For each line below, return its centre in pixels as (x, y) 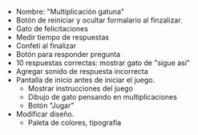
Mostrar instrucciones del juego (81, 88)
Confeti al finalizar (46, 46)
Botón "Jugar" (51, 105)
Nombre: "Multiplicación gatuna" (70, 12)
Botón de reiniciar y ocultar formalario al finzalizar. (99, 20)
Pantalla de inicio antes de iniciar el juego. (85, 80)
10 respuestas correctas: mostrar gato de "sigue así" (103, 63)
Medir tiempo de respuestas (63, 37)
